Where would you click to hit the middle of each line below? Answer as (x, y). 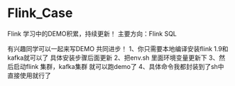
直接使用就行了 (29, 75)
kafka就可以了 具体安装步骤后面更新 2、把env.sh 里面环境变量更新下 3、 (113, 58)
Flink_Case (40, 13)
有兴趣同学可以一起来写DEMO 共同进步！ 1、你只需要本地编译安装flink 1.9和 (118, 48)
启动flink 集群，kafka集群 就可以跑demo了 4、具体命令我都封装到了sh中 (119, 66)
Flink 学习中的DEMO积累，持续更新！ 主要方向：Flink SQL (92, 33)
